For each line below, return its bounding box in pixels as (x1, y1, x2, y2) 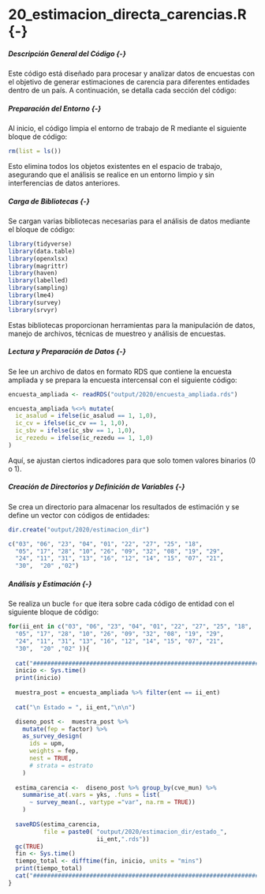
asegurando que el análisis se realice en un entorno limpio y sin (8, 170, 215, 179)
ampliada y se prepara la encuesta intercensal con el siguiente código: (8, 375, 238, 385)
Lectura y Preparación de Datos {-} (8, 347, 126, 356)
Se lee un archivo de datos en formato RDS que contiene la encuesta (8, 366, 233, 376)
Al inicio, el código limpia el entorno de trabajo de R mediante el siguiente (8, 124, 247, 133)
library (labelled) (8, 276, 69, 285)
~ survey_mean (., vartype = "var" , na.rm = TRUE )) (28, 798, 196, 806)
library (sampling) (8, 284, 69, 292)
